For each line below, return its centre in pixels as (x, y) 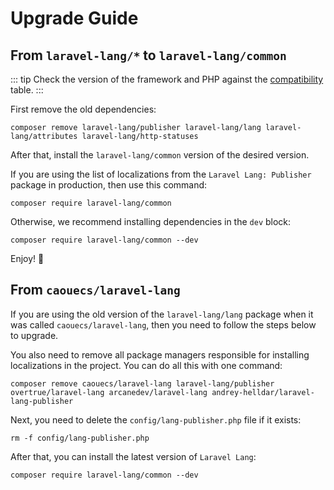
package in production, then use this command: (109, 185)
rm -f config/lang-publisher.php (80, 438)
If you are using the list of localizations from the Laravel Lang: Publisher (161, 174)
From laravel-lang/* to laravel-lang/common (148, 55)
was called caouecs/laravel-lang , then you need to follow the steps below (163, 324)
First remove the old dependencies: (83, 109)
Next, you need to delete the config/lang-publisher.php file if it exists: (156, 419)
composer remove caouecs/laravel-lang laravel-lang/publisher (142, 383)
